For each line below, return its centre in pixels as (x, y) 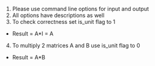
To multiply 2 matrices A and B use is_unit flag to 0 (76, 46)
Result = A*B (29, 57)
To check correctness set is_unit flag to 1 (64, 22)
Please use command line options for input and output (80, 9)
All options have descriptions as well (58, 15)
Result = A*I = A (33, 34)
